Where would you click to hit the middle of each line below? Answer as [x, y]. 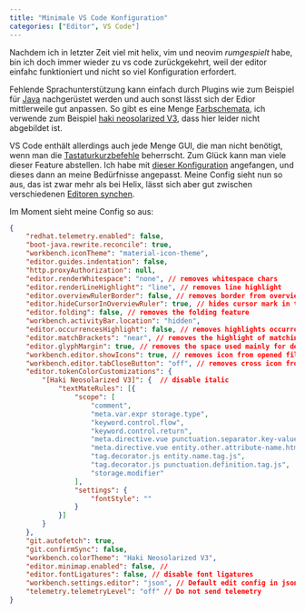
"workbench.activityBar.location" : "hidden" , [113, 321]
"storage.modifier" [128, 473]
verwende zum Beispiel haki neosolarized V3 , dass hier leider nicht [135, 118]
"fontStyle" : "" [121, 498]
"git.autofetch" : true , [71, 541]
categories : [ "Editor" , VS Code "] [75, 26]
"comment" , [111, 406]
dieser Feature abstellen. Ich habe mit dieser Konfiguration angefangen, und [152, 165]
